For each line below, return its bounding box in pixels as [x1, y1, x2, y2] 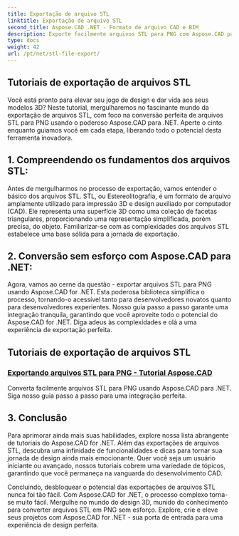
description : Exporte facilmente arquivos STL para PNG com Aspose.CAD [7, 30, 224, 38]
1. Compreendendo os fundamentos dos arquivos [7, 154, 230, 166]
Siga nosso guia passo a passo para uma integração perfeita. [7, 391, 187, 400]
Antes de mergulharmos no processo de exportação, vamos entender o [7, 184, 217, 192]
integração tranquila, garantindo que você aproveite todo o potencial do [7, 311, 218, 319]
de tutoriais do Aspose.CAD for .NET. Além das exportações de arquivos [7, 438, 219, 447]
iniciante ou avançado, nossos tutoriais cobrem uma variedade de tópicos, [7, 461, 226, 470]
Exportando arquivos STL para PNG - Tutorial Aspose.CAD [7, 368, 213, 378]
